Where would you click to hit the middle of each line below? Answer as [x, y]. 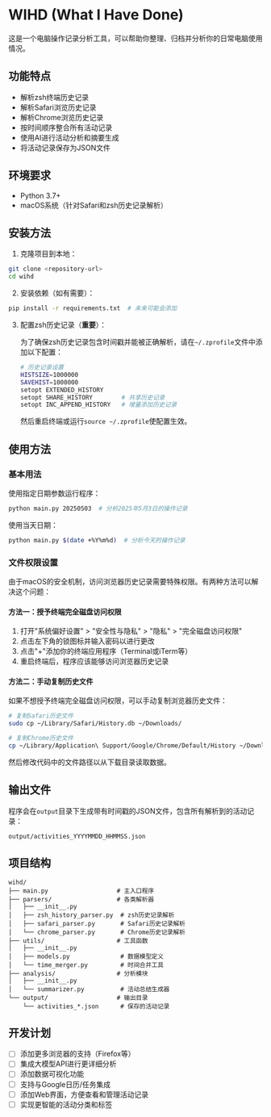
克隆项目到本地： [48, 254]
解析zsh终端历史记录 [54, 97]
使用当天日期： [33, 525]
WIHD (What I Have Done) [96, 15]
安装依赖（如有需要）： [57, 293]
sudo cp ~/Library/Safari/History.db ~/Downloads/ [95, 724]
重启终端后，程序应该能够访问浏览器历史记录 [94, 661]
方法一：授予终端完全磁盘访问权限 [65, 612]
